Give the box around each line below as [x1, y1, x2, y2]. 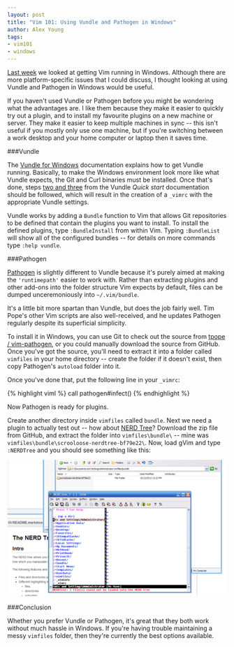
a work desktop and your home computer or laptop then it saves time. [7, 133, 208, 142]
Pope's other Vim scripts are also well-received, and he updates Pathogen [7, 312, 221, 319]
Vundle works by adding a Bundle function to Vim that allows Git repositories [7, 212, 227, 219]
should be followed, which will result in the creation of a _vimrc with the [7, 191, 213, 198]
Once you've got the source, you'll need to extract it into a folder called [7, 347, 212, 356]
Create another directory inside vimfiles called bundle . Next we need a [7, 416, 212, 424]
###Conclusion [7, 603, 52, 611]
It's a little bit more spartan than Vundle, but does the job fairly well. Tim [7, 304, 214, 312]
